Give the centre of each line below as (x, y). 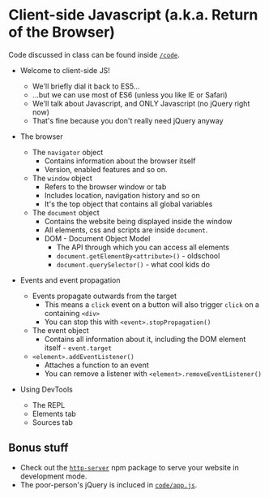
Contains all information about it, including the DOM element (145, 339)
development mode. (53, 476)
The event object (60, 330)
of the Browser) (62, 32)
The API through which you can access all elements (143, 247)
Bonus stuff (38, 448)
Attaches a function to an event (97, 365)
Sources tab (52, 422)
